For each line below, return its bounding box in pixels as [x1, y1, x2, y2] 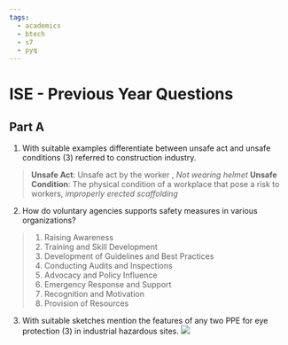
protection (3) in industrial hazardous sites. [21, 325, 179, 337]
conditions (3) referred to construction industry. [21, 153, 197, 163]
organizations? [21, 215, 77, 226]
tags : [9, 12, 29, 22]
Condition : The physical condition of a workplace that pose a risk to [30, 179, 280, 190]
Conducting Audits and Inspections [43, 261, 173, 271]
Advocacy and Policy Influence [43, 270, 158, 280]
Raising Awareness [43, 232, 113, 243]
